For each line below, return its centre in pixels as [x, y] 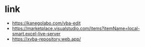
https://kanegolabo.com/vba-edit [46, 23]
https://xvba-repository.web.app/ [46, 39]
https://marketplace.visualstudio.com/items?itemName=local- [76, 28]
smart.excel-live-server [36, 33]
